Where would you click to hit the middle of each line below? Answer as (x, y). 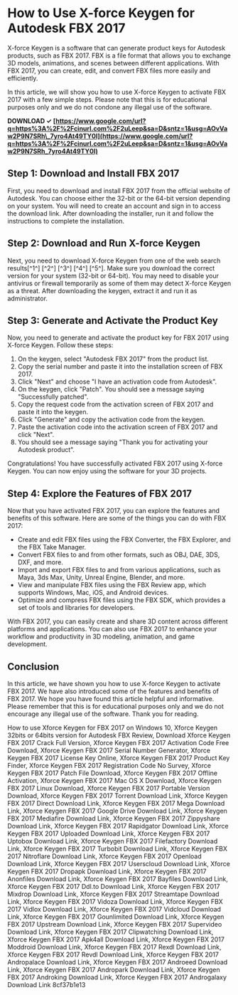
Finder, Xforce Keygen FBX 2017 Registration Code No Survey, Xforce (109, 765)
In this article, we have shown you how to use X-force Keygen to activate (114, 684)
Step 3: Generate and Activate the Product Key (113, 321)
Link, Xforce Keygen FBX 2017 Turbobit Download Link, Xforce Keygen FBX (118, 849)
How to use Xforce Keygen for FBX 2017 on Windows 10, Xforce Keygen (113, 728)
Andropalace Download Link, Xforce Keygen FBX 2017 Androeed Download (118, 962)
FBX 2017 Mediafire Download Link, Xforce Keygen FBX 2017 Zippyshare (114, 818)
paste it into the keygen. (53, 412)
